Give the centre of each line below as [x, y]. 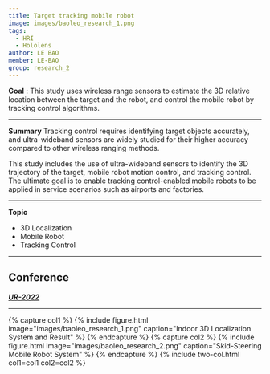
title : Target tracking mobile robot [72, 16]
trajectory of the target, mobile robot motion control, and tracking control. [130, 172]
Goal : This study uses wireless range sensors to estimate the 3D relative [129, 91]
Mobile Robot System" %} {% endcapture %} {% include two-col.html [124, 354]
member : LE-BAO [34, 61]
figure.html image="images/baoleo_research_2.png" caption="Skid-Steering [135, 345]
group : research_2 [39, 68]
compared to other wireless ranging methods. [84, 148]
